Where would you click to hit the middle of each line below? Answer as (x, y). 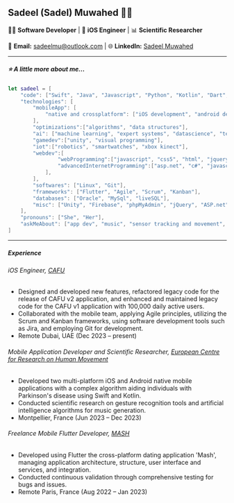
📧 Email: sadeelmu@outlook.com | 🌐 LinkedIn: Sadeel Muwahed (101, 46)
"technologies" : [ (47, 101)
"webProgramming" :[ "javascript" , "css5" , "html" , (131, 160)
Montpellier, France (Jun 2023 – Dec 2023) (80, 418)
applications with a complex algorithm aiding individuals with (105, 388)
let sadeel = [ (30, 88)
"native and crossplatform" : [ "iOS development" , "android (132, 114)
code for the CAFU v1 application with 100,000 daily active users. (111, 307)
